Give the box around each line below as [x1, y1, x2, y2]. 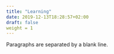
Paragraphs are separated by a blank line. [6, 41, 109, 48]
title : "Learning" [6, 8, 52, 15]
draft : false [6, 19, 39, 25]
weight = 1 [6, 25, 33, 31]
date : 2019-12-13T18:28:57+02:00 [6, 14, 89, 20]
